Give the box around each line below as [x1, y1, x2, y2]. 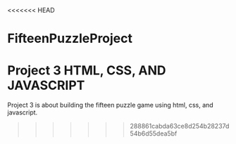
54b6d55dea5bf [130, 129, 178, 138]
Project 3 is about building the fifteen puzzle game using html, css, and [7, 101, 213, 110]
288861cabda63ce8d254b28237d [130, 122, 230, 131]
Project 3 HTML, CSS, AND [7, 63, 166, 79]
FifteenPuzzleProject [7, 31, 132, 46]
